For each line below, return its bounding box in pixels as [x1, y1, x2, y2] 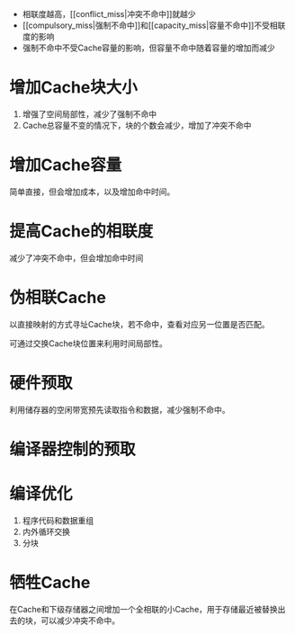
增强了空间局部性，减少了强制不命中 [22, 108, 157, 120]
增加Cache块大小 [9, 77, 138, 98]
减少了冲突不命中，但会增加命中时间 [9, 252, 144, 263]
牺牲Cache [9, 573, 91, 593]
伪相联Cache [9, 288, 106, 308]
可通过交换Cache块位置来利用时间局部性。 [9, 337, 168, 349]
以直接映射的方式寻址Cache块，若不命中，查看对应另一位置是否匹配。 [9, 318, 270, 329]
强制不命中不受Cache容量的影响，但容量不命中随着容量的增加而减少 [22, 42, 276, 53]
